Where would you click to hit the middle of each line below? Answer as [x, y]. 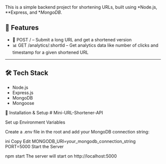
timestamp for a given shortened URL [50, 52]
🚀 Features [22, 28]
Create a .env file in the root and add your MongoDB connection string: [77, 131]
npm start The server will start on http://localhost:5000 [61, 156]
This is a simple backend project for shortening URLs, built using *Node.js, [81, 7]
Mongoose [23, 103]
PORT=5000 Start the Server [35, 146]
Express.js [23, 93]
